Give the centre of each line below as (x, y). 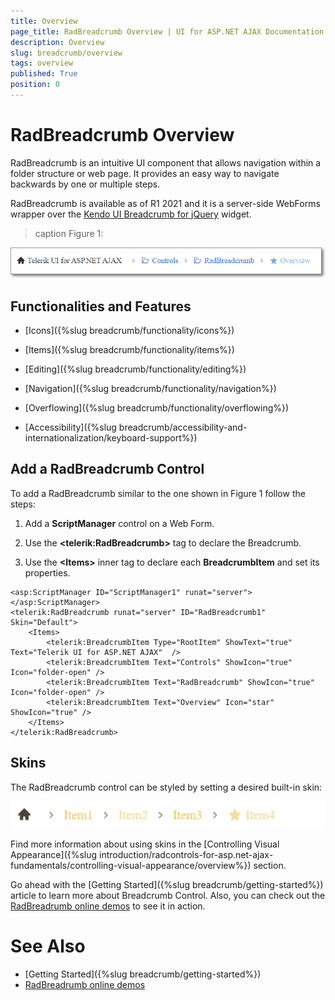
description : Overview (57, 42)
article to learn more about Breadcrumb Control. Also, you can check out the (168, 895)
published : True (44, 74)
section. (270, 865)
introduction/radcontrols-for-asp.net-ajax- (186, 854)
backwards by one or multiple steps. (85, 184)
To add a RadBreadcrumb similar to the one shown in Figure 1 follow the (158, 493)
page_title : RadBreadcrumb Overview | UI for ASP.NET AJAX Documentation (167, 31)
